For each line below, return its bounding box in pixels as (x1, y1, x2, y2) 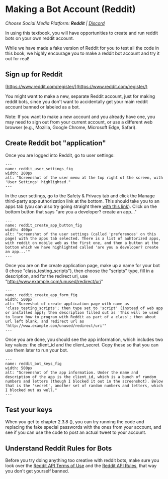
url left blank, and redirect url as (5, 319, 85, 324)
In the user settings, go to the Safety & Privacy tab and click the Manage (5, 192, 155, 199)
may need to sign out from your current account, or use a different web (5, 119, 153, 125)
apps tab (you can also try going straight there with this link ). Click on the (5, 203, 157, 209)
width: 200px (5, 171, 33, 176)
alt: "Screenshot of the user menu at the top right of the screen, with (5, 175, 163, 180)
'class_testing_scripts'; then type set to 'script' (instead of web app (5, 305, 163, 311)
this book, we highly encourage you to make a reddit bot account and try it (5, 50, 160, 56)
